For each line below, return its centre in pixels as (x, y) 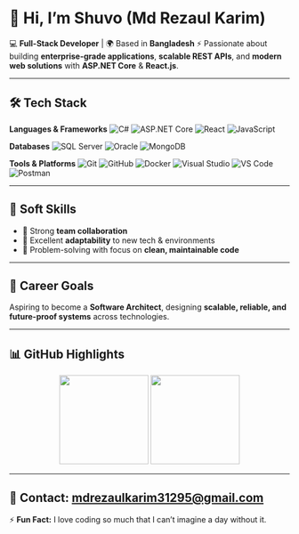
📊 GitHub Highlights (67, 354)
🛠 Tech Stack (48, 103)
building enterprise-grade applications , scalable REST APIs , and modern (145, 56)
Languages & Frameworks (59, 129)
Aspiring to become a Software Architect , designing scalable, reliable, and (148, 307)
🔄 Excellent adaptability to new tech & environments (118, 240)
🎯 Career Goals (52, 285)
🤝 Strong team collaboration (75, 231)
